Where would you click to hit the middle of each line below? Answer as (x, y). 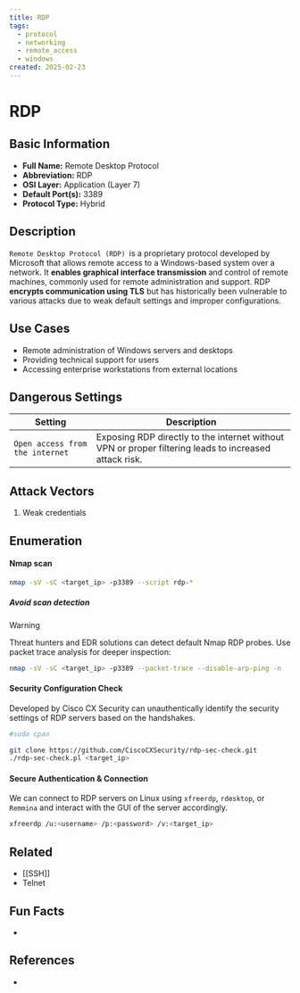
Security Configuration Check (66, 689)
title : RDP (29, 17)
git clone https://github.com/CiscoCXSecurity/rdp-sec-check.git (133, 750)
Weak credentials (54, 513)
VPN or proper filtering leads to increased (183, 449)
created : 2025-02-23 (48, 68)
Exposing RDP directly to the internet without (190, 437)
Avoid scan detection (50, 602)
